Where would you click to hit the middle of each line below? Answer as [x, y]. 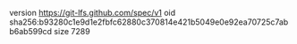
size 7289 [72, 31]
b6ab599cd [30, 31]
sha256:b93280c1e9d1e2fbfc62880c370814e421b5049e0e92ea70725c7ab [149, 22]
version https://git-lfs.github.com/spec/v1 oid [93, 13]
